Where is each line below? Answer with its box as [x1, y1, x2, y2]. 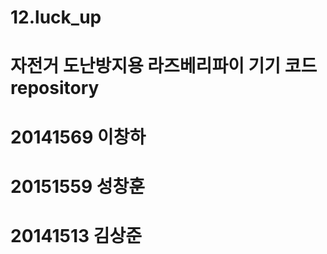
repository [10, 77, 100, 100]
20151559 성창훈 [10, 175, 146, 198]
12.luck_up [10, 6, 102, 29]
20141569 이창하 [10, 126, 147, 148]
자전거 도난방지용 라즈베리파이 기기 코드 [10, 55, 318, 78]
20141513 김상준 [10, 224, 143, 247]
